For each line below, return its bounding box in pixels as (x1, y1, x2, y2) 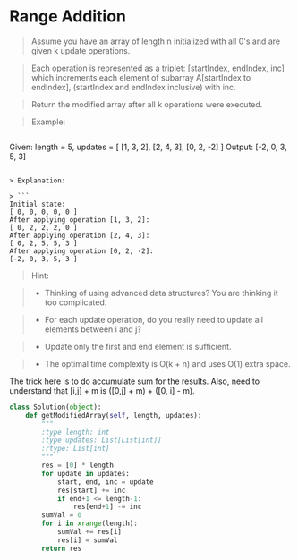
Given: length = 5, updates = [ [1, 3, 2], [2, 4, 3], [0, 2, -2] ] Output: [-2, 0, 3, (9, 141, 288, 152)
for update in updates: (41, 469, 130, 478)
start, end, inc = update (56, 477, 154, 487)
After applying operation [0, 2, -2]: (9, 246, 154, 256)
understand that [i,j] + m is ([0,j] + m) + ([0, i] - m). (9, 385, 195, 395)
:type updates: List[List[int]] (41, 436, 163, 445)
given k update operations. (30, 45, 131, 55)
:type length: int (41, 428, 110, 437)
